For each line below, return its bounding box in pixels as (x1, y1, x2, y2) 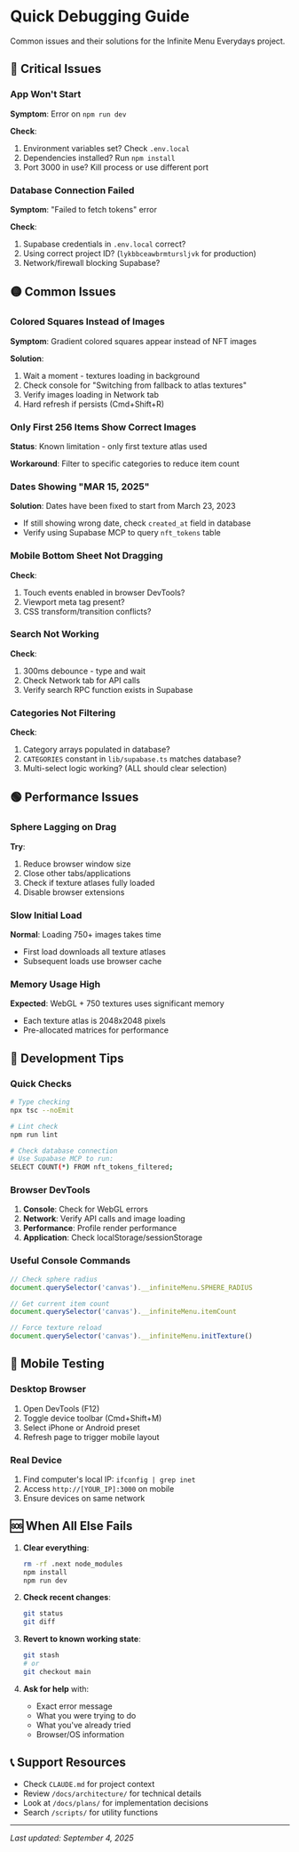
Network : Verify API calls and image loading (22, 1213, 185, 1224)
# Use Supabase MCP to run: (10, 1155, 114, 1164)
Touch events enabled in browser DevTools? (22, 587, 185, 598)
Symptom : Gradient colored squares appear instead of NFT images (10, 335, 257, 346)
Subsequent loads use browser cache (22, 956, 162, 967)
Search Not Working (10, 628, 99, 640)
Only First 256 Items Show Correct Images (10, 421, 197, 433)
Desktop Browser (10, 1383, 87, 1396)
